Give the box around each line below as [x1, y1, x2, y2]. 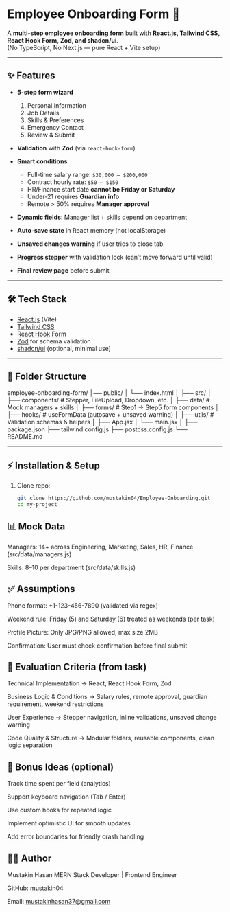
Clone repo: [16, 481, 51, 490]
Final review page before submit [16, 266, 110, 274]
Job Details [27, 109, 60, 117]
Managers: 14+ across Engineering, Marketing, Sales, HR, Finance [7, 543, 194, 551]
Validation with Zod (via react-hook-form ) [16, 144, 136, 152]
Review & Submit [27, 130, 75, 139]
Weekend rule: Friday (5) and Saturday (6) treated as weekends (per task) [7, 615, 216, 623]
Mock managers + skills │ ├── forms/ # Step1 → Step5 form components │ [7, 403, 220, 411]
